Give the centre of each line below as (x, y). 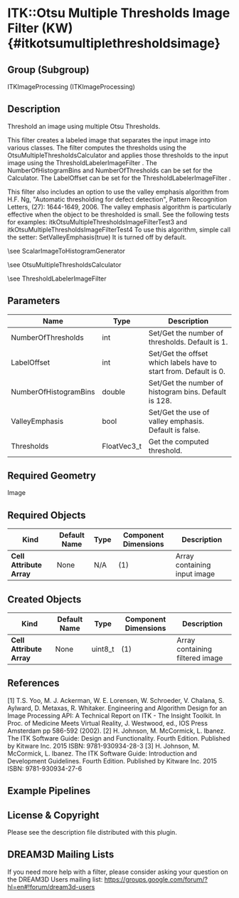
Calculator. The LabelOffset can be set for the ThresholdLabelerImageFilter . (119, 178)
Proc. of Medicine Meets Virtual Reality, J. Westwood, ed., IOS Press (108, 723)
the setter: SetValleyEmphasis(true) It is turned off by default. (97, 237)
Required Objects (47, 515)
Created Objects (44, 599)
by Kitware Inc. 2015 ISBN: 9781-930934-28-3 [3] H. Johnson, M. (104, 746)
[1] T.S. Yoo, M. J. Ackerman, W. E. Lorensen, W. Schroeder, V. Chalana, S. (116, 700)
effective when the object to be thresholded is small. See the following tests (118, 214)
